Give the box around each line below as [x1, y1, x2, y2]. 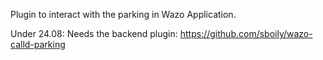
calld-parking [10, 39, 66, 50]
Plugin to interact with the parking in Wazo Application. [10, 9, 237, 20]
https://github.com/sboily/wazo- [179, 28, 313, 39]
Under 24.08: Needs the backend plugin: [10, 28, 178, 39]
